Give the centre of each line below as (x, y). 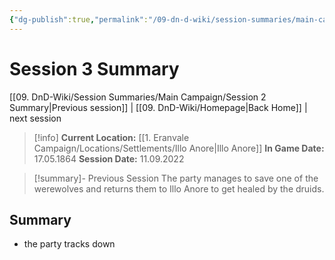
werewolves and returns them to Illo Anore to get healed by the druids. (179, 188)
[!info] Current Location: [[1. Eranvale (111, 137)
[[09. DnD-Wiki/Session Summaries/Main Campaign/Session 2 (138, 97)
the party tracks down (69, 244)
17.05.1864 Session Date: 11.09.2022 (109, 158)
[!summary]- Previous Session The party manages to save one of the (176, 178)
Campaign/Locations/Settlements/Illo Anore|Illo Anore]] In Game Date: (179, 148)
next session (35, 118)
